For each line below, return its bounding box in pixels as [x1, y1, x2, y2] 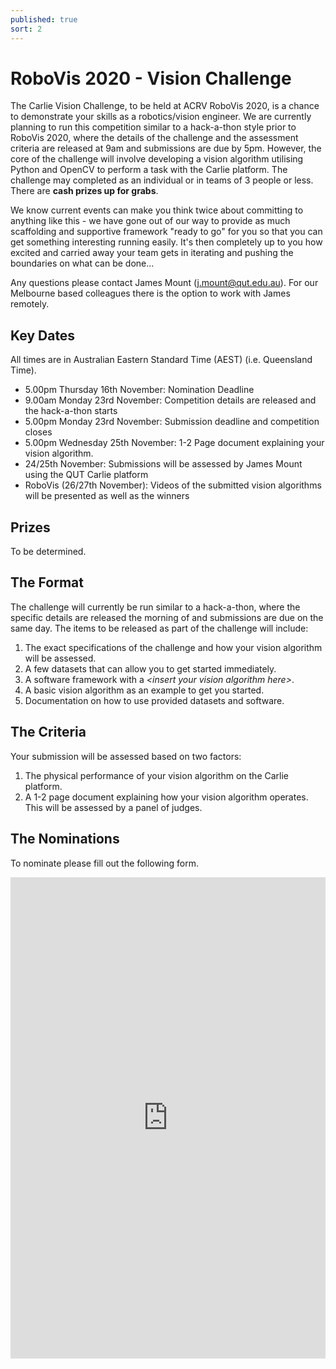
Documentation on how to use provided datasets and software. [24, 694, 285, 706]
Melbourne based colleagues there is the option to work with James [10, 287, 291, 300]
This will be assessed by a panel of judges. [24, 801, 203, 813]
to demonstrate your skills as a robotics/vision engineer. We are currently [10, 111, 312, 123]
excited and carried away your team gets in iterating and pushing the [10, 247, 294, 259]
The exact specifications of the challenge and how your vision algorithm [24, 641, 323, 653]
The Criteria [10, 724, 87, 741]
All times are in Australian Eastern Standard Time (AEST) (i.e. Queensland [10, 354, 313, 366]
